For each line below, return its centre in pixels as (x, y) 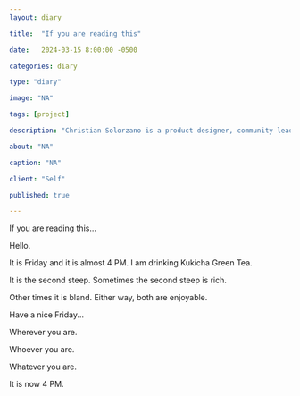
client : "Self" (37, 179)
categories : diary (43, 66)
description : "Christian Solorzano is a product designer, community (142, 131)
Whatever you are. (43, 367)
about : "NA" (31, 147)
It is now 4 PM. (37, 384)
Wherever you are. (43, 333)
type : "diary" (36, 82)
